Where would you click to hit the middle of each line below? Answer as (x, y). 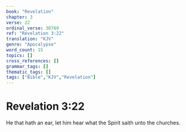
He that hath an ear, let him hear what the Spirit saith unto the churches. (93, 123)
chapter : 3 (19, 17)
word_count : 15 (25, 50)
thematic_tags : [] (29, 72)
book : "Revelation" (30, 11)
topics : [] (19, 55)
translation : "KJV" (30, 39)
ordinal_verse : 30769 (33, 28)
